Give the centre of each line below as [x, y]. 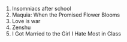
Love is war [26, 21]
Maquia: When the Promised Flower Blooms [66, 15]
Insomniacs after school [41, 9]
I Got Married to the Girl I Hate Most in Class [66, 34]
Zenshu [21, 27]
